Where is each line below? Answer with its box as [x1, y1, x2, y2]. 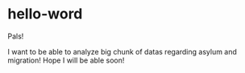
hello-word [7, 5, 83, 23]
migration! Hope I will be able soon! [7, 55, 125, 65]
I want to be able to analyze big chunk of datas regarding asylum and [7, 47, 237, 56]
